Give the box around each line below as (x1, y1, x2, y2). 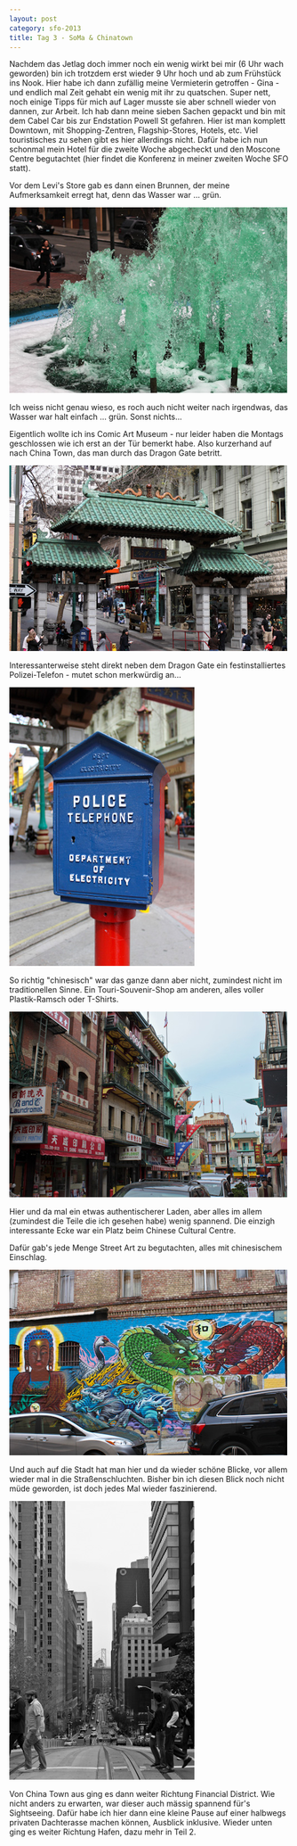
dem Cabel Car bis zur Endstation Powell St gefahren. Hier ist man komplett (9, 116, 286, 127)
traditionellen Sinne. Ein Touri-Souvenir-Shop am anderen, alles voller (9, 985, 264, 995)
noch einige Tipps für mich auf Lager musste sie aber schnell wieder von (9, 96, 277, 107)
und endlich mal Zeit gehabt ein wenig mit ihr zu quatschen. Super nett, (9, 87, 271, 98)
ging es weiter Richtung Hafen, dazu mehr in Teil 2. (9, 1826, 197, 1837)
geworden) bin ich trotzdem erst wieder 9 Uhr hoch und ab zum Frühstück (9, 68, 282, 79)
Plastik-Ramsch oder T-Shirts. (9, 994, 119, 1005)
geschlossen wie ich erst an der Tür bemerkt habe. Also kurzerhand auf (9, 438, 273, 449)
